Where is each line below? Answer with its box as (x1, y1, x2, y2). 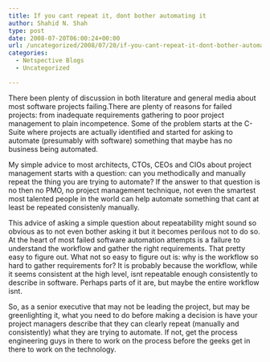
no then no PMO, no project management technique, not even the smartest (8, 185, 256, 195)
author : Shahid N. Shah (8, 19, 88, 27)
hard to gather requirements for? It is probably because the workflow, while (8, 260, 258, 270)
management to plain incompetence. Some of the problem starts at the (8, 118, 243, 128)
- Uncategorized (15, 64, 70, 72)
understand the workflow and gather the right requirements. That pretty (8, 243, 246, 253)
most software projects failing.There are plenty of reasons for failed (8, 101, 232, 111)
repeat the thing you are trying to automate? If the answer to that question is (8, 177, 261, 186)
